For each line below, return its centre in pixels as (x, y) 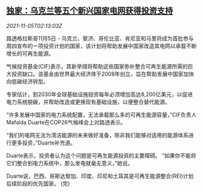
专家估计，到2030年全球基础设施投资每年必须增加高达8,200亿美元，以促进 (100, 94)
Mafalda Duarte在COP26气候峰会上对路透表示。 (66, 122)
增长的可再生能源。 (30, 53)
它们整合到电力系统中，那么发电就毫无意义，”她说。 (70, 163)
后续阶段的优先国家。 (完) (38, 183)
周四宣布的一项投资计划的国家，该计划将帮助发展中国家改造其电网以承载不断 (101, 46)
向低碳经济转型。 (27, 81)
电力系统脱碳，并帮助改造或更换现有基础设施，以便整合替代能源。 (88, 102)
